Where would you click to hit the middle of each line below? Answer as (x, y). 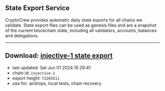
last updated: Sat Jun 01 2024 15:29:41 (51, 67)
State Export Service (37, 8)
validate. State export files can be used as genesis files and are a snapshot (81, 25)
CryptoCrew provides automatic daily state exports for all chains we (74, 20)
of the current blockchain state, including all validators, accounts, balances (81, 30)
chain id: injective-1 (34, 73)
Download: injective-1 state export (59, 56)
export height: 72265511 (36, 78)
